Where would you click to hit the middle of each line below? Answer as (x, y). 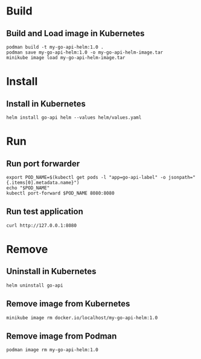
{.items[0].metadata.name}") (43, 183)
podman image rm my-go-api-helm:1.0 (52, 350)
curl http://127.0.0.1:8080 (42, 225)
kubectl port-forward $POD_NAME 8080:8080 (60, 193)
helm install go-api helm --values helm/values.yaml (74, 117)
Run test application (45, 212)
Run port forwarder (43, 164)
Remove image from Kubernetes (68, 304)
